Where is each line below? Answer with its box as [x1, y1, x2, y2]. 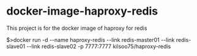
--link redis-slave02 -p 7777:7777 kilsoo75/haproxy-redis [26, 43, 171, 50]
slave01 [6, 43, 26, 50]
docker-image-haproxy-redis [6, 4, 158, 18]
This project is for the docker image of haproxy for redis [6, 24, 147, 32]
